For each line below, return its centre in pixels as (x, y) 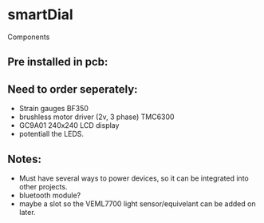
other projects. (43, 186)
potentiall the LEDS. (51, 134)
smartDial (40, 15)
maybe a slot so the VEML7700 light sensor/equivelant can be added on (137, 203)
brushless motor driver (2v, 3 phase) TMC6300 (97, 117)
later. (28, 212)
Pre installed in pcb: (58, 62)
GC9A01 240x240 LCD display (69, 125)
